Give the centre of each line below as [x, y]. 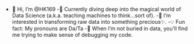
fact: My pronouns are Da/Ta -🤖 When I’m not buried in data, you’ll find [100, 29]
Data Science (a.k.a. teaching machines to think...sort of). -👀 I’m [91, 15]
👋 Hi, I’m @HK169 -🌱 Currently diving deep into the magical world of [97, 9]
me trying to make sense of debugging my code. [72, 35]
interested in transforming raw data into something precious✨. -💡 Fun [99, 22]
